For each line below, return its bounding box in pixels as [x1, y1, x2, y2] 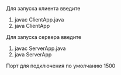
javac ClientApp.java [14, 16, 64, 23]
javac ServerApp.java [14, 45, 66, 52]
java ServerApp [14, 51, 52, 58]
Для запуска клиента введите [6, 5, 81, 12]
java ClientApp [14, 23, 50, 29]
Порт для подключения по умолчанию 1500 [6, 62, 116, 69]
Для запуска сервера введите [6, 34, 82, 40]
